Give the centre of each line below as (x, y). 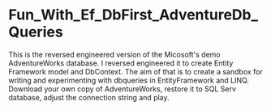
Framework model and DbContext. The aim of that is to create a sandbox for (135, 71)
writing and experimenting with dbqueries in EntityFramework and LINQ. (129, 80)
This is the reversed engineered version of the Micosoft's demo (114, 54)
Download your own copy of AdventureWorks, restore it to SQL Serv (123, 89)
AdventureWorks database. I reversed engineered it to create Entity (121, 63)
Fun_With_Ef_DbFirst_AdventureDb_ (133, 15)
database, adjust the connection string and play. (89, 97)
